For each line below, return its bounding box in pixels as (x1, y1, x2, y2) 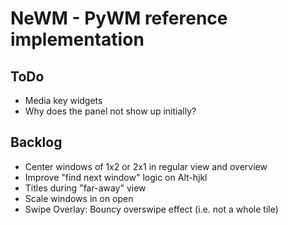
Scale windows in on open (24, 192, 134, 204)
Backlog (10, 134, 63, 151)
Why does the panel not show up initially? (24, 105, 197, 117)
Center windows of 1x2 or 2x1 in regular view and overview (24, 160, 268, 172)
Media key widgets (24, 95, 103, 106)
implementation (10, 28, 145, 51)
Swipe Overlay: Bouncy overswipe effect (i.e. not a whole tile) (24, 203, 279, 215)
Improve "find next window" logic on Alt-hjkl (24, 171, 208, 183)
